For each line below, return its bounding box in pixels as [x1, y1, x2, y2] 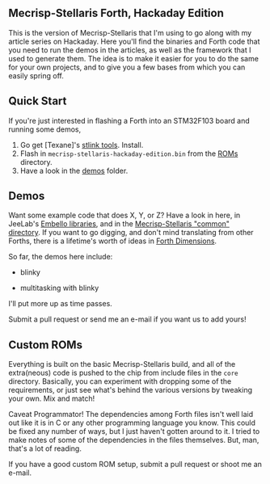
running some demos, [8, 124, 82, 134]
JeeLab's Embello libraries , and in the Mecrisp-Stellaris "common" [8, 219, 230, 229]
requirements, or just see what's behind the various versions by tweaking [8, 385, 253, 395]
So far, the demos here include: [8, 252, 113, 262]
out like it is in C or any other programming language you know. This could [8, 418, 256, 427]
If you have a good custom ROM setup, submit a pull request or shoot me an [8, 460, 263, 469]
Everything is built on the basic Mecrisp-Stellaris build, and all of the [8, 360, 236, 369]
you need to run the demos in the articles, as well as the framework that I [8, 44, 251, 55]
